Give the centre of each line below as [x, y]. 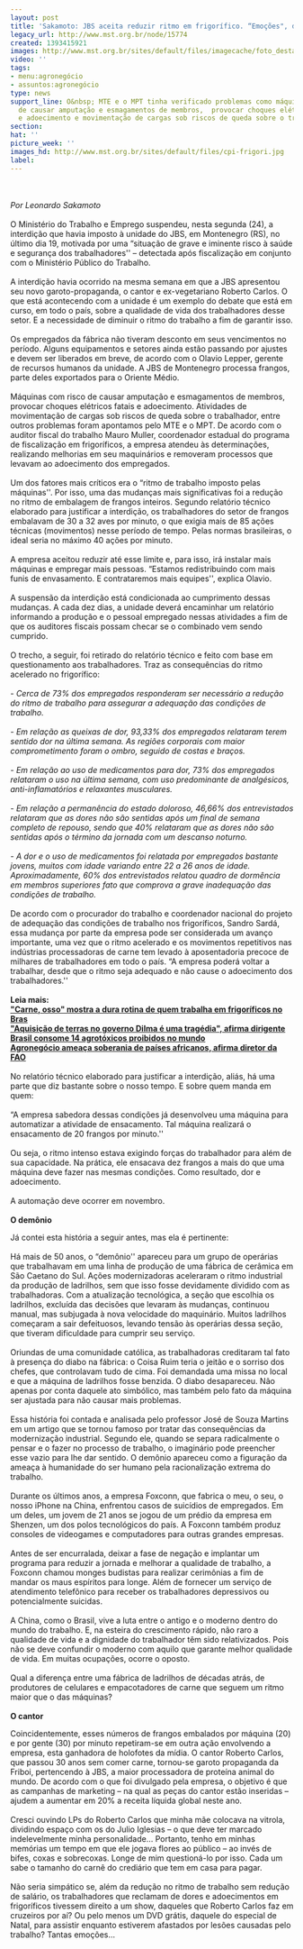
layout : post [35, 18]
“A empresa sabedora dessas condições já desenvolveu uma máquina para [149, 1115]
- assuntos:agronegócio [55, 85]
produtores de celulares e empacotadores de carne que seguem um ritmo [147, 1687]
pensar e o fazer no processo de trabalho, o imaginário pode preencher [143, 1448]
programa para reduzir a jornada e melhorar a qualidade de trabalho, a [141, 1562]
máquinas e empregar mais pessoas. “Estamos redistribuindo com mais [143, 569]
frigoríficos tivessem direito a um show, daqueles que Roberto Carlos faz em [152, 1906]
